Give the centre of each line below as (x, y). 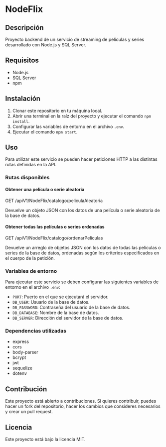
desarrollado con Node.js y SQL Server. (46, 45)
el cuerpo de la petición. (30, 258)
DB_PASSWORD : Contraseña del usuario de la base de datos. (71, 308)
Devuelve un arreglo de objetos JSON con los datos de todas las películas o (83, 247)
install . (21, 121)
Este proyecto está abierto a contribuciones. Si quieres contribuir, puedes (81, 401)
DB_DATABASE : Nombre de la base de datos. (56, 313)
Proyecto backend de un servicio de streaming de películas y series (75, 39)
